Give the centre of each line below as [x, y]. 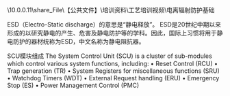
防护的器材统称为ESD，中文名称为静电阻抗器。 [79, 42]
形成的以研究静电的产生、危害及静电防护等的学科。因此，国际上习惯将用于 [112, 33]
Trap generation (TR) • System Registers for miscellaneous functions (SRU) [114, 71]
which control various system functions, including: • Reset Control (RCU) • [112, 64]
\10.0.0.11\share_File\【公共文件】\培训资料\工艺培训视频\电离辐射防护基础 [111, 10]
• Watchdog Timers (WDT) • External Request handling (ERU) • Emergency [113, 78]
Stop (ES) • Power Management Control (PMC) [73, 85]
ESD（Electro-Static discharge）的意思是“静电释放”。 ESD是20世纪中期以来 [114, 25]
